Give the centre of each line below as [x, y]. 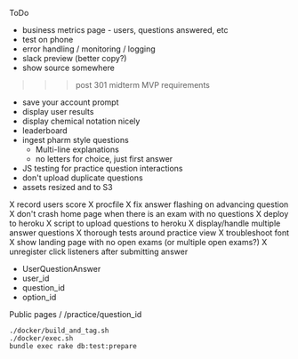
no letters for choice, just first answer [104, 159]
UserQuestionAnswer [61, 269]
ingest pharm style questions [75, 140]
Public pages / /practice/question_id [76, 314]
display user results [58, 112]
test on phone [48, 40]
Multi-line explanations [77, 149]
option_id [39, 297]
